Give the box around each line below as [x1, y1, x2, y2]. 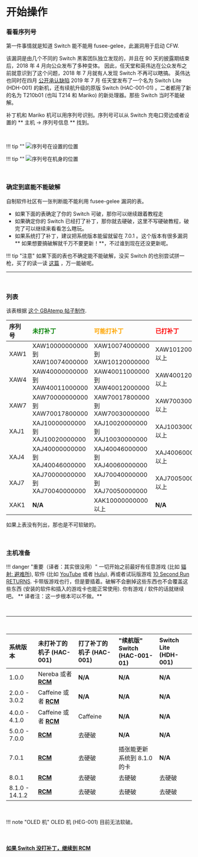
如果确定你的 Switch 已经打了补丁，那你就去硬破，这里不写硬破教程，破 [14, 217, 190, 225]
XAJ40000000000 [32, 445, 87, 453]
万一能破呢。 [65, 259, 97, 266]
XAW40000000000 [32, 368, 88, 376]
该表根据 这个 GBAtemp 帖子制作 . [6, 307, 87, 314]
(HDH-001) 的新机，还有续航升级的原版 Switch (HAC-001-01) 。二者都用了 [6, 84, 187, 91]
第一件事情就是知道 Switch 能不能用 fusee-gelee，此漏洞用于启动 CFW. [6, 42, 180, 50]
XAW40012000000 [94, 384, 150, 392]
